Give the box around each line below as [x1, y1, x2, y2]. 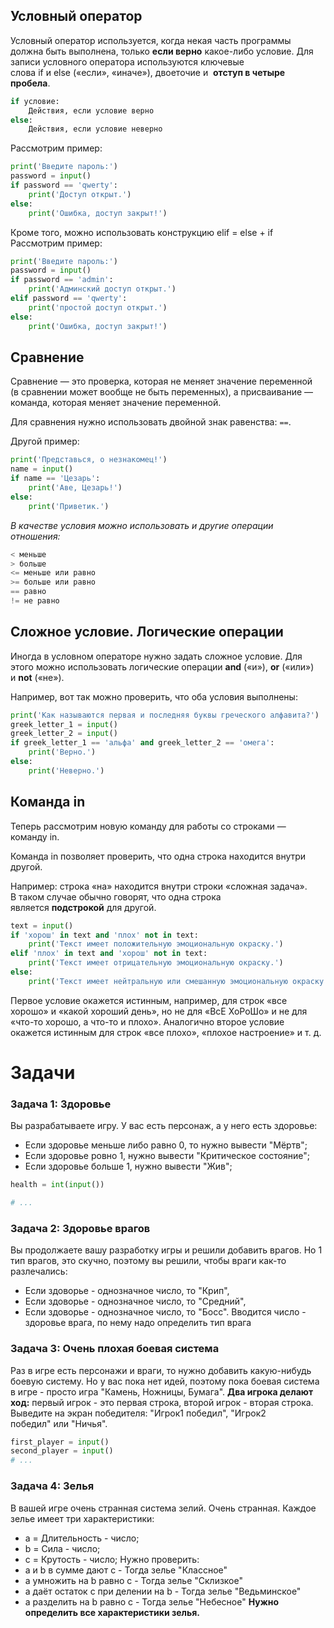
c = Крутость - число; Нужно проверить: [24, 1553, 200, 1565]
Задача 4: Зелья [10, 1479, 95, 1493]
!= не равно [10, 596, 60, 606]
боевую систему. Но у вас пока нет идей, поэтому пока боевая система [10, 1375, 320, 1387]
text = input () [10, 920, 74, 931]
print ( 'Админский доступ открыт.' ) [28, 284, 177, 294]
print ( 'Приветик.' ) [28, 501, 110, 511]
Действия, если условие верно [28, 105, 155, 116]
